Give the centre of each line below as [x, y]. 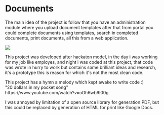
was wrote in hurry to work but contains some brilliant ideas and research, [81, 67]
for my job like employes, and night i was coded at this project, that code [79, 62]
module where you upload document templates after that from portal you [79, 27]
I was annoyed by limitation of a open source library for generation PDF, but [82, 102]
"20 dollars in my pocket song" [37, 87]
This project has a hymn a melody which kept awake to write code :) [75, 82]
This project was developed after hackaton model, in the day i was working [82, 57]
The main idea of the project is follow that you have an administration [75, 22]
